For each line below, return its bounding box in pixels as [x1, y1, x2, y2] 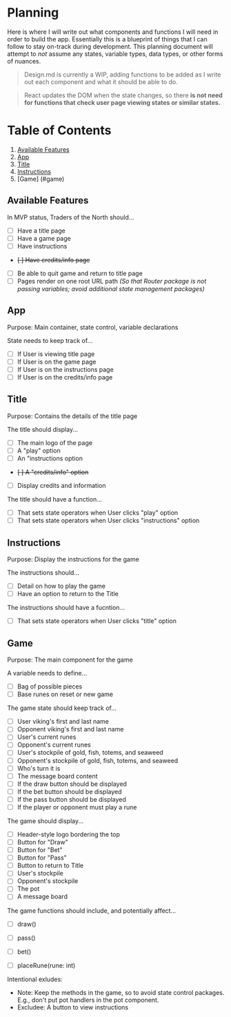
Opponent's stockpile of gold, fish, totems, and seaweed [17, 756, 179, 764]
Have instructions [17, 241, 68, 250]
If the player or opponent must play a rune [17, 802, 137, 811]
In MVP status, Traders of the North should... [7, 213, 134, 221]
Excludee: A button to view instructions [17, 1003, 129, 1011]
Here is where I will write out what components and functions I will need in [7, 28, 219, 36]
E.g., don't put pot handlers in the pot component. [17, 996, 159, 1004]
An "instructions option [17, 454, 83, 462]
